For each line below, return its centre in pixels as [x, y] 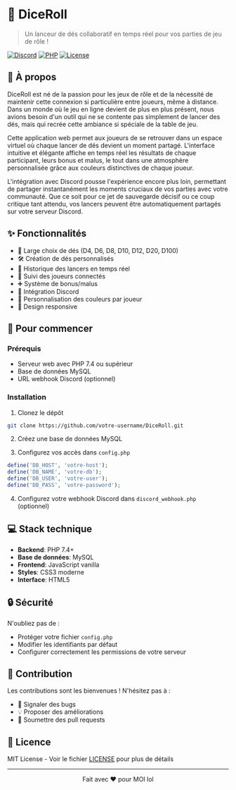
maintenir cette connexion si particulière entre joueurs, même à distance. [113, 101]
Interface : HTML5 [44, 579]
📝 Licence [29, 742]
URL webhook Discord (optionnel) [66, 379]
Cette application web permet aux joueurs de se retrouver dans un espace [115, 137]
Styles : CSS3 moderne [51, 572]
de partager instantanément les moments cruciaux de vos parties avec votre [118, 189]
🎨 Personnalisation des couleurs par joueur [80, 299]
